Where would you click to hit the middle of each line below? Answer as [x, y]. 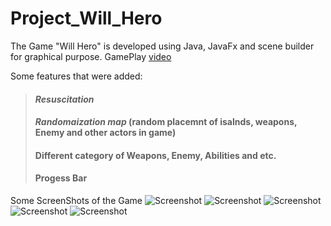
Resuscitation [64, 99]
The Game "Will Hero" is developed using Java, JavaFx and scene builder [162, 46]
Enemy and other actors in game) [105, 133]
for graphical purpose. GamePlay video [91, 56]
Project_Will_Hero [86, 18]
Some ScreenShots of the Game [76, 200]
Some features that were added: [76, 76]
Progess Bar [61, 178]
